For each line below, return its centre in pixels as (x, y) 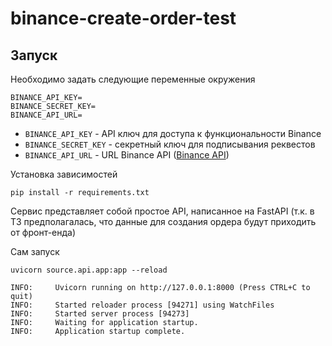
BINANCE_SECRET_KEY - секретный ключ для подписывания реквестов (170, 144)
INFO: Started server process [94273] (100, 314)
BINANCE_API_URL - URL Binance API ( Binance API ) (127, 155)
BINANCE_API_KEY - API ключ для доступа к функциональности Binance (173, 133)
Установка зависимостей (64, 174)
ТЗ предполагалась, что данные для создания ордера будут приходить (163, 221)
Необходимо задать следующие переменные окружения (133, 79)
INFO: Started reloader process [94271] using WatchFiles (142, 305)
